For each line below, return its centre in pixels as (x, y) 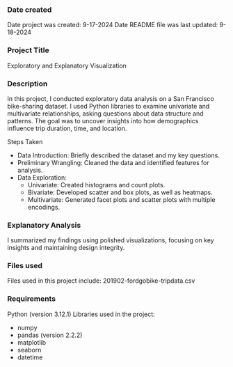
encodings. (44, 207)
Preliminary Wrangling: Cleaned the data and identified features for (113, 162)
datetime (30, 357)
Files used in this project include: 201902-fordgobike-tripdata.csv (101, 281)
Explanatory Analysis (44, 225)
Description (27, 84)
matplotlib (32, 342)
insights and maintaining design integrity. (66, 248)
